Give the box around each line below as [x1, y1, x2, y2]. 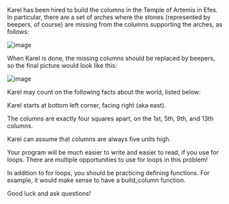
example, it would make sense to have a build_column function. [7, 176, 186, 184]
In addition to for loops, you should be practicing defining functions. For [7, 169, 210, 177]
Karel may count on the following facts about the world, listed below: [7, 88, 201, 96]
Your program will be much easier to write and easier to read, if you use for [7, 149, 219, 156]
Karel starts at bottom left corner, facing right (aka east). [7, 101, 167, 109]
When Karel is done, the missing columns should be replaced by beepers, [7, 54, 215, 62]
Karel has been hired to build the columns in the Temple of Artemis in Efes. [7, 6, 218, 14]
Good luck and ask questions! [7, 190, 91, 197]
